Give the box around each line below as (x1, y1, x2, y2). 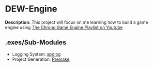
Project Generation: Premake (12, 56, 70, 62)
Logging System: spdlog (12, 51, 61, 57)
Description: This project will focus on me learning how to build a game (5, 19, 149, 25)
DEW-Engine (5, 3, 58, 14)
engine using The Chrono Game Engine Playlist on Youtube (5, 24, 123, 30)
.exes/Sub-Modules (5, 39, 66, 47)
